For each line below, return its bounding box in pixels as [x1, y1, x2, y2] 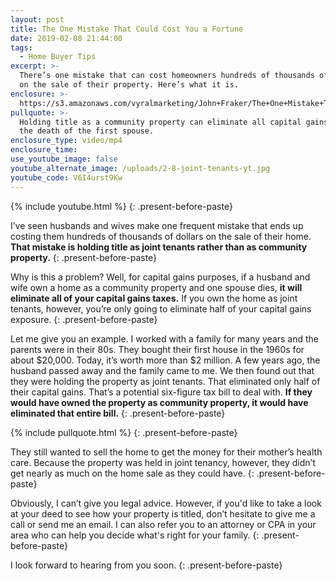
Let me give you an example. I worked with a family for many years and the [10, 332, 320, 345]
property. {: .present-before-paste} [10, 251, 158, 263]
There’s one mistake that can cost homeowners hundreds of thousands [19, 71, 315, 81]
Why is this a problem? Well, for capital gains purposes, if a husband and [10, 271, 311, 283]
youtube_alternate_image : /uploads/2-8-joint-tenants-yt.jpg [10, 163, 271, 173]
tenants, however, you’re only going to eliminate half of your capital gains [10, 302, 312, 315]
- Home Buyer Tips [19, 52, 97, 62]
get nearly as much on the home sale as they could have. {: [10, 467, 255, 479]
